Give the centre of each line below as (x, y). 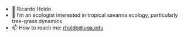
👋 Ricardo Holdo (31, 9)
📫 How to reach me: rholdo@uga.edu (57, 28)
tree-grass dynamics (37, 21)
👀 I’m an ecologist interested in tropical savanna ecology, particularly (95, 15)
